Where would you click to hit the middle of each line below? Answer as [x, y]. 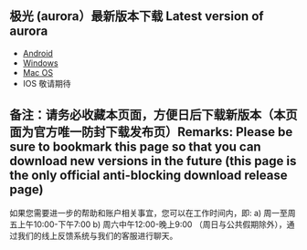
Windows [40, 63]
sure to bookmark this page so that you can [136, 147]
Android [37, 53]
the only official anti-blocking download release [148, 176]
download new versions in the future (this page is [153, 161]
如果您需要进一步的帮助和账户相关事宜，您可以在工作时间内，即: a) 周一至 [148, 213]
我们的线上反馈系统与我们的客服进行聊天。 [97, 235]
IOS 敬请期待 [47, 83]
